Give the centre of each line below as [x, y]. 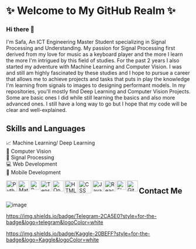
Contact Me [161, 191]
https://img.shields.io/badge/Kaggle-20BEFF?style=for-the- [78, 234]
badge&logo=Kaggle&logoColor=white [53, 240]
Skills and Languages [46, 129]
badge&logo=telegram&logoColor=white [55, 222]
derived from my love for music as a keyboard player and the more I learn [94, 54]
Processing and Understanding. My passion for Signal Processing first [91, 48]
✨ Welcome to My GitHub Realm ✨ [91, 11]
